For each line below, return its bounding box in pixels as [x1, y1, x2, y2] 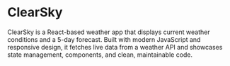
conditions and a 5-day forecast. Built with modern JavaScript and [7, 35, 201, 43]
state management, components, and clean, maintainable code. [7, 50, 193, 59]
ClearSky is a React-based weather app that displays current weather [7, 28, 210, 36]
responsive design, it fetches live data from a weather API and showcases [7, 43, 223, 51]
